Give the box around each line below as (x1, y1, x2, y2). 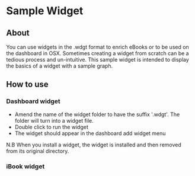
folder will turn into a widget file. (14, 117, 94, 124)
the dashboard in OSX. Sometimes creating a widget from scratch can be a (6, 50, 189, 57)
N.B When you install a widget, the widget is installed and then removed (6, 141, 182, 148)
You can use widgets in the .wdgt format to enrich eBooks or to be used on (6, 43, 190, 50)
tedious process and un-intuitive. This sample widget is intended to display (6, 56, 190, 63)
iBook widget (6, 162, 45, 170)
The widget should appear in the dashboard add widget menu (14, 129, 166, 137)
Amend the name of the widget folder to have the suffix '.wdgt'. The (14, 111, 180, 118)
